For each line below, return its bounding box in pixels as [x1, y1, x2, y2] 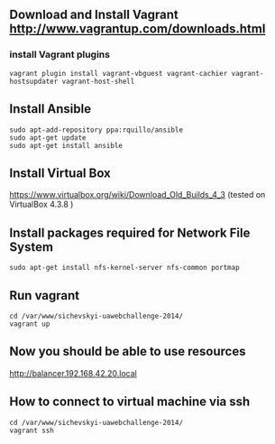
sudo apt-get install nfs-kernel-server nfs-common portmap [9, 264, 241, 273]
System [9, 239, 54, 254]
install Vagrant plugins [9, 49, 111, 61]
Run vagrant [9, 288, 79, 303]
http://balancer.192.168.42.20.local [9, 367, 137, 378]
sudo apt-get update [9, 133, 87, 143]
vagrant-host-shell [61, 77, 135, 86]
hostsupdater [9, 77, 59, 86]
